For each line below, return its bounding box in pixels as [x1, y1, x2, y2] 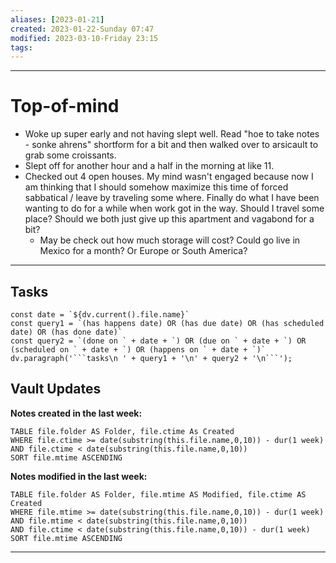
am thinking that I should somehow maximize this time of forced [24, 181, 289, 193]
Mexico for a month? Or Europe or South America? [39, 245, 248, 257]
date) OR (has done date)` [10, 327, 123, 337]
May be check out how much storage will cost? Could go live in [39, 234, 301, 246]
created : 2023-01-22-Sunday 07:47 [10, 24, 155, 34]
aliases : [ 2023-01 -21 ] [10, 14, 105, 25]
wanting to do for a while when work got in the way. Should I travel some [24, 202, 325, 215]
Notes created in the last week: [10, 407, 143, 419]
